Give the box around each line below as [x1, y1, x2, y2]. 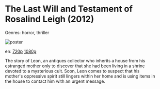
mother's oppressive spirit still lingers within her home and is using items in [5, 73, 155, 79]
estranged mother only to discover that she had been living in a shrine [5, 63, 145, 69]
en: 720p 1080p [5, 48, 36, 54]
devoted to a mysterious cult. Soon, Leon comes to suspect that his [5, 68, 140, 74]
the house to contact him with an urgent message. [5, 78, 106, 84]
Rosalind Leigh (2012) [5, 14, 95, 25]
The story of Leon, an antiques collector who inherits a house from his [5, 58, 145, 63]
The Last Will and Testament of [5, 3, 133, 15]
